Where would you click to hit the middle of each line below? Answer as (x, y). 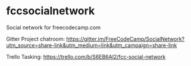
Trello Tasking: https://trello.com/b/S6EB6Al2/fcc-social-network (86, 56)
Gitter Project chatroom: (36, 39)
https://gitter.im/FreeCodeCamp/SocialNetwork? (126, 39)
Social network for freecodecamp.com (54, 27)
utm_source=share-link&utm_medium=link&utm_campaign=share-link (92, 45)
